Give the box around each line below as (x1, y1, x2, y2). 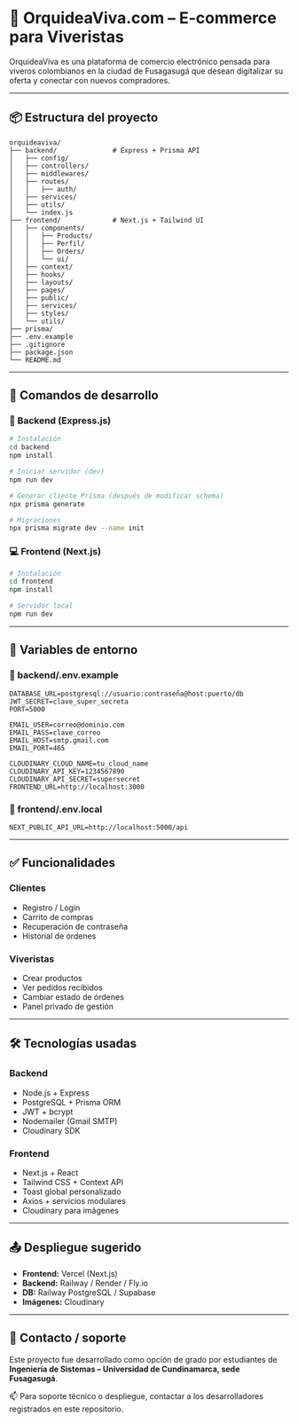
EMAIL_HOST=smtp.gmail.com (9, 735, 109, 744)
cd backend (9, 443, 50, 452)
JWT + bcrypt (21, 1106, 74, 1117)
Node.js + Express (21, 1087, 90, 1098)
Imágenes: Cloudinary (21, 1296, 105, 1307)
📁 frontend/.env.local (9, 803, 103, 815)
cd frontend (9, 577, 53, 586)
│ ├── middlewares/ (9, 169, 90, 178)
